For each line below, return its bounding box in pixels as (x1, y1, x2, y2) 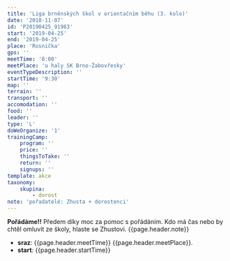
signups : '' (20, 165, 54, 173)
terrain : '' (7, 88, 42, 95)
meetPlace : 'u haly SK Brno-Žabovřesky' (7, 62, 127, 69)
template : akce (7, 172, 52, 179)
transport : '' (7, 95, 49, 102)
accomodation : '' (7, 101, 58, 108)
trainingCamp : (7, 133, 49, 140)
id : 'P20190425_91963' (7, 23, 73, 30)
